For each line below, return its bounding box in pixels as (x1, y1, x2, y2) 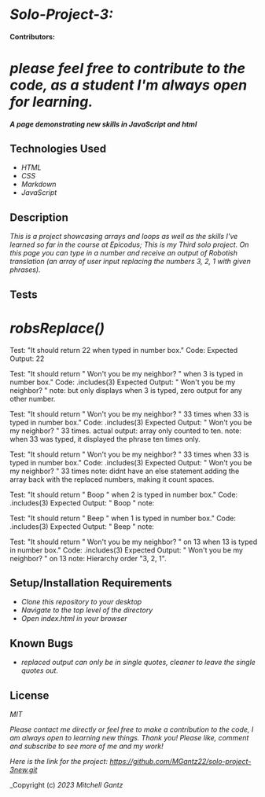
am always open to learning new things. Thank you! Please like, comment (9, 733, 249, 742)
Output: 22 (9, 354, 45, 363)
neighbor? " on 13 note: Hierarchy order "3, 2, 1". (9, 553, 167, 563)
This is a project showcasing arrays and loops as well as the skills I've (9, 232, 238, 241)
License (9, 689, 50, 702)
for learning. (9, 93, 94, 111)
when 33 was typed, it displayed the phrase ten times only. (9, 434, 201, 443)
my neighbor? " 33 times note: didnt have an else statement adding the (9, 466, 240, 476)
